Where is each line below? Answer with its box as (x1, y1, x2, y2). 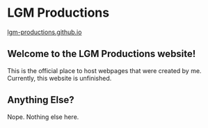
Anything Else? (7, 94, 74, 106)
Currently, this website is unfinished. (7, 74, 112, 82)
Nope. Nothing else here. (7, 113, 79, 121)
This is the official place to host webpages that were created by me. (7, 66, 202, 74)
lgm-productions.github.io (7, 28, 82, 36)
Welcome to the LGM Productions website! (7, 48, 196, 60)
